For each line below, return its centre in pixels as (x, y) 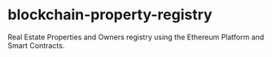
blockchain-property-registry (110, 15)
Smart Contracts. (36, 45)
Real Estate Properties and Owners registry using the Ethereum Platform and (136, 37)
